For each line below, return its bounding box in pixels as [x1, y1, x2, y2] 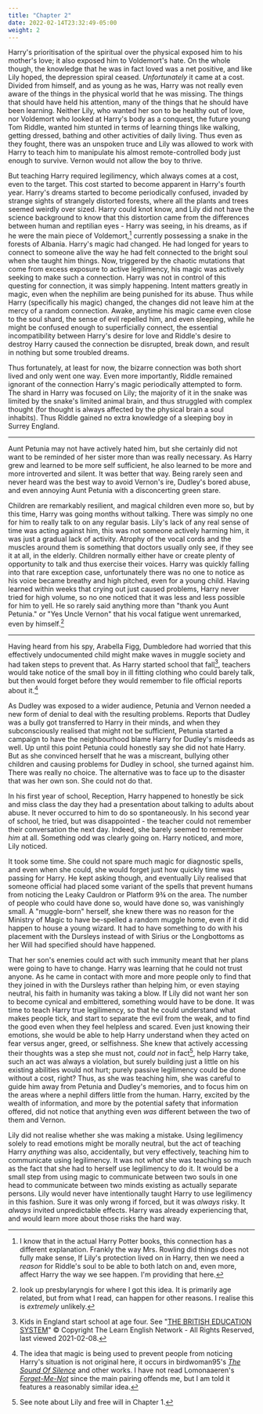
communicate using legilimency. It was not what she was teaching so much [8, 1155, 252, 1164]
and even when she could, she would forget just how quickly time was [8, 865, 235, 874]
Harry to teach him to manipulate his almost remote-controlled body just [8, 148, 241, 157]
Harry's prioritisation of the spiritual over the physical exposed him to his [8, 48, 243, 57]
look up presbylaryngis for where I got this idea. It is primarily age [19, 1284, 232, 1294]
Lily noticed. [8, 842, 48, 850]
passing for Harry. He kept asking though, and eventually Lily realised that [8, 873, 247, 882]
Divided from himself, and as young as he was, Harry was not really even [8, 81, 243, 90]
